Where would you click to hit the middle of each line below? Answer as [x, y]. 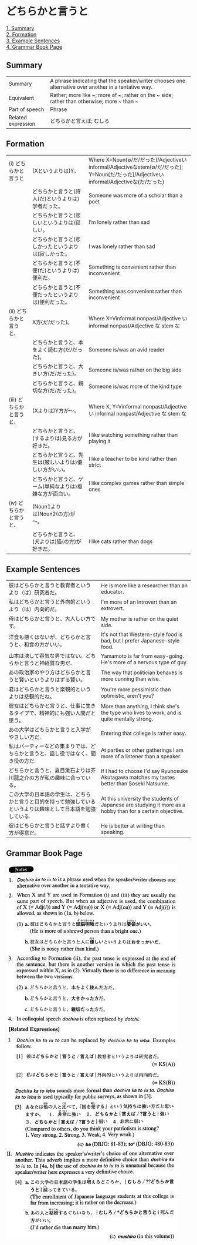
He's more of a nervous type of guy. [144, 662]
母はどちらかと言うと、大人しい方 [50, 618]
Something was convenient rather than [135, 291]
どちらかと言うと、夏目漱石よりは [50, 770]
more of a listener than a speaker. [141, 757]
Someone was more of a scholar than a [136, 195]
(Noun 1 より [47, 506]
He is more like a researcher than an [144, 585]
